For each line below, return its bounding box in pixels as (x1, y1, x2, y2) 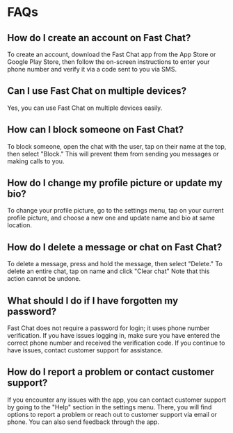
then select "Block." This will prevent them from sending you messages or (7, 149, 219, 158)
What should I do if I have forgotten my (7, 295, 179, 307)
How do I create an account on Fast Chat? (7, 32, 191, 44)
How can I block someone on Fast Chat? (7, 124, 184, 136)
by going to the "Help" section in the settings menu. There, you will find (7, 402, 212, 411)
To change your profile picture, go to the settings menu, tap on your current (7, 206, 224, 215)
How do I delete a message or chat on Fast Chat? (7, 241, 223, 253)
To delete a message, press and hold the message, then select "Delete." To (7, 260, 223, 268)
